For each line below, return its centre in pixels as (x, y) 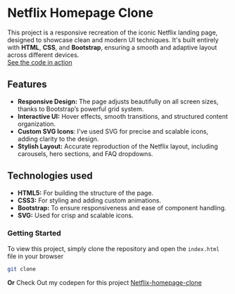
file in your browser (36, 256)
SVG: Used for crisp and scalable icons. (75, 215)
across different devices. (43, 55)
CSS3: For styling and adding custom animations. (89, 200)
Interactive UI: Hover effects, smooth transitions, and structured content (123, 116)
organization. (37, 124)
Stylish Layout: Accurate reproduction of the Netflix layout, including (118, 146)
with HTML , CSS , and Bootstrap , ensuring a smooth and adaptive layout (112, 47)
